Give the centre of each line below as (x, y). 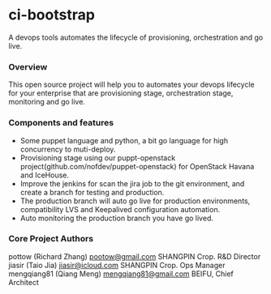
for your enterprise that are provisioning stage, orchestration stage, (121, 93)
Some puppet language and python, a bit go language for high (124, 140)
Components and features (61, 123)
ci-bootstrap (52, 15)
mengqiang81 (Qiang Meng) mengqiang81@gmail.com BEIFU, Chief (121, 274)
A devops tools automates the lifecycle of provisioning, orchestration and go (136, 37)
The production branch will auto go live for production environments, (135, 201)
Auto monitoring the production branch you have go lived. (116, 218)
